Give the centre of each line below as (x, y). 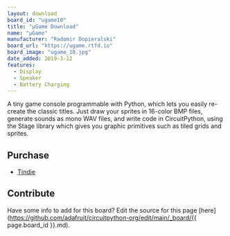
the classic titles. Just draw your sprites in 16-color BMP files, (115, 111)
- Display (27, 71)
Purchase (28, 155)
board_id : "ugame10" (37, 20)
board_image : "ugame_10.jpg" (49, 53)
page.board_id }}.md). (39, 225)
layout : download (32, 13)
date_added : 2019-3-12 (40, 59)
